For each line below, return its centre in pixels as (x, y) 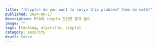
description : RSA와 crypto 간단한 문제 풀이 (48, 19)
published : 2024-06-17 (29, 14)
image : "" (15, 23)
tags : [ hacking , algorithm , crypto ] (43, 28)
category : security (25, 32)
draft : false (19, 37)
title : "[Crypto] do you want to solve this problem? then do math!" (79, 10)
